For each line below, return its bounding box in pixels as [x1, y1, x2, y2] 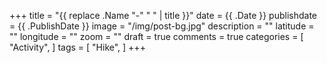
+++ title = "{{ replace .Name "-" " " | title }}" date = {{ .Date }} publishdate [9, 10, 318, 21]
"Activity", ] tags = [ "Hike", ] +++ [9, 41, 146, 53]
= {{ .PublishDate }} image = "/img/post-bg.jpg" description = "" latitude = [9, 20, 315, 32]
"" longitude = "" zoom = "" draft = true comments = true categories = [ [9, 31, 304, 42]
